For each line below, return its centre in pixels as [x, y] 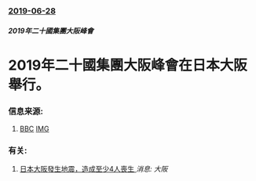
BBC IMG [34, 129]
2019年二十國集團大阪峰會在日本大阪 [128, 65]
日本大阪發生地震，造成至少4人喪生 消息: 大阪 [93, 169]
